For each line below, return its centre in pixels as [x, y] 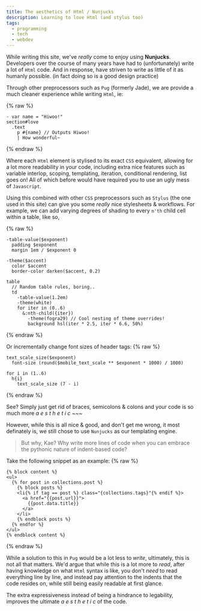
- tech [20, 34]
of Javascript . [24, 186]
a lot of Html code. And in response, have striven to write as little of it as [95, 69]
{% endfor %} [28, 524]
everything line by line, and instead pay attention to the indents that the [94, 577]
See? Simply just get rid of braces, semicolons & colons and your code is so [100, 407]
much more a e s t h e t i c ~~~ [44, 413]
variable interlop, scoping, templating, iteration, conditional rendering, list [97, 173]
